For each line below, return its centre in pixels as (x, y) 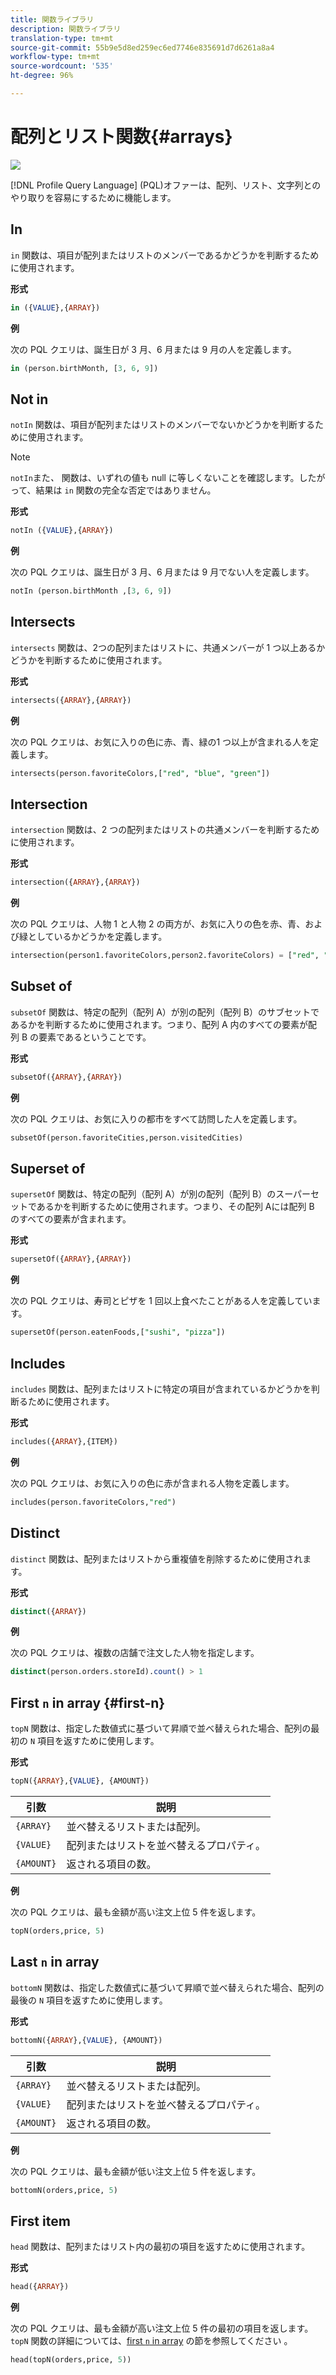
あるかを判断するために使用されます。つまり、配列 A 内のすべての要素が (159, 1024)
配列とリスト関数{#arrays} (121, 137)
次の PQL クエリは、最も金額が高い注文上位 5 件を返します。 (136, 1912)
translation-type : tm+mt (62, 38)
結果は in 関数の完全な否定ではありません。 (126, 490)
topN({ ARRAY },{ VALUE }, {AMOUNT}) (80, 1781)
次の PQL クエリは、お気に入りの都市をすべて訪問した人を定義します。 (156, 1118)
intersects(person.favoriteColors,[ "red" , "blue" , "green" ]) (140, 773)
